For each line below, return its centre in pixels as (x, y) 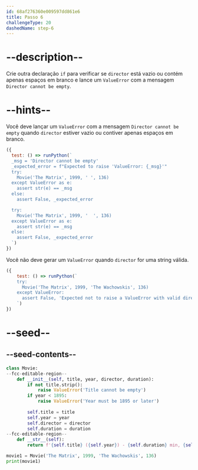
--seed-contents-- (41, 354)
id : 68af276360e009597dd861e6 (43, 12)
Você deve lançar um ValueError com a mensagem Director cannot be (93, 127)
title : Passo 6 (25, 17)
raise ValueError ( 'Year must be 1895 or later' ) (98, 401)
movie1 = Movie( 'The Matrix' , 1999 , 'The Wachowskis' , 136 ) (82, 456)
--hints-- (29, 110)
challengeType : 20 (29, 22)
